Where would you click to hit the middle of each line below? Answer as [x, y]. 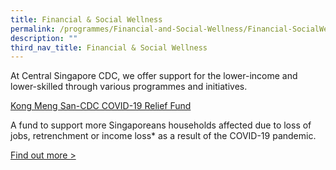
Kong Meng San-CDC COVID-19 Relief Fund [101, 106]
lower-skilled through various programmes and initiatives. [129, 87]
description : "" [44, 38]
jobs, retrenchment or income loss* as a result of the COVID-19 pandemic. [163, 136]
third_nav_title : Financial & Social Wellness [109, 47]
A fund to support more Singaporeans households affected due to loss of [161, 125]
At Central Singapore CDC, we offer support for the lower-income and [154, 76]
